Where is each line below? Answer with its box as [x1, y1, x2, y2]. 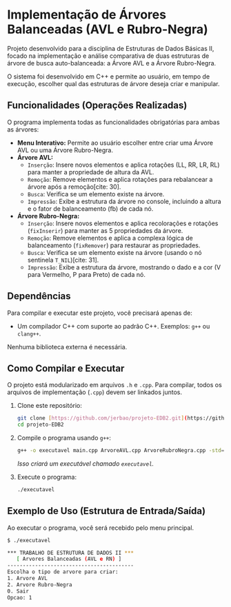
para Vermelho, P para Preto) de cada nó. [27, 270, 146, 278]
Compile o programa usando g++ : [17, 434, 112, 442]
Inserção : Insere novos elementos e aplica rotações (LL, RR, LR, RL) [27, 161, 220, 169]
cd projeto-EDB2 [17, 421, 64, 429]
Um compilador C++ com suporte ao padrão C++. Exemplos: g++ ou [17, 322, 210, 330]
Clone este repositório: [17, 402, 83, 410]
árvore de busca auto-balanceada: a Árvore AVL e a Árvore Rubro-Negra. [7, 59, 217, 67]
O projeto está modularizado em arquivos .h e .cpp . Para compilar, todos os [7, 381, 222, 389]
